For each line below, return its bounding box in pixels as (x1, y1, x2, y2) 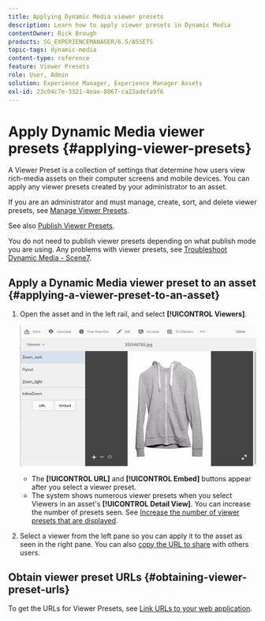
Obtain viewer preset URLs (8, 570, 142, 584)
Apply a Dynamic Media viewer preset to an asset (8, 276, 256, 290)
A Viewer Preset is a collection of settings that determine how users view (8, 166, 246, 175)
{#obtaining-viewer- (144, 570, 248, 584)
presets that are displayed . (31, 515, 118, 525)
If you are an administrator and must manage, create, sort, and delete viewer (8, 197, 257, 207)
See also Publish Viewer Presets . (8, 221, 115, 230)
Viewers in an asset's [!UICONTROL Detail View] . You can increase (31, 499, 251, 508)
